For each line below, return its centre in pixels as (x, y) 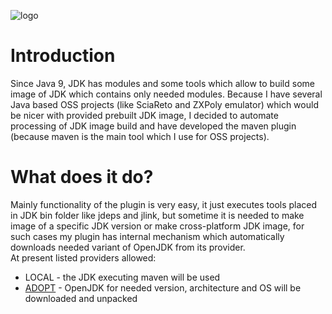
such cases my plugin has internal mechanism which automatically (147, 236)
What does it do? (82, 177)
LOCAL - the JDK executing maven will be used (122, 277)
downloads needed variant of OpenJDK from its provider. (128, 247)
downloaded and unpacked (81, 298)
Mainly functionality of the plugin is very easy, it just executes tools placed (164, 204)
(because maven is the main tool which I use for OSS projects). (140, 136)
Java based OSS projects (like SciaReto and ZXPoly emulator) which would (164, 104)
